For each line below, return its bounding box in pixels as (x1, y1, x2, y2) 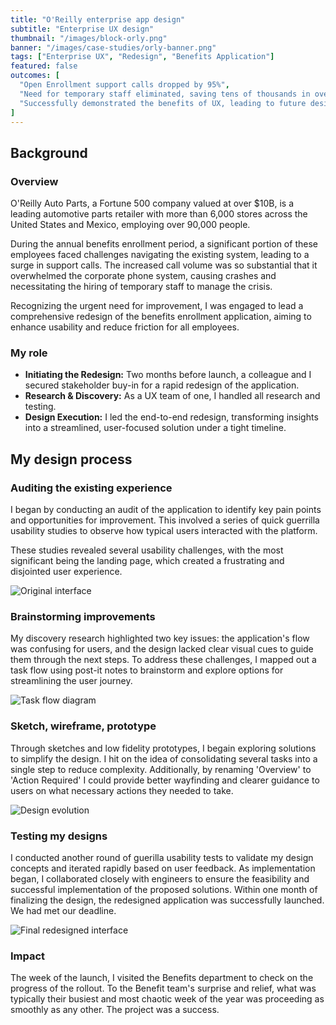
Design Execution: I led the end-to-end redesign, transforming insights (24, 411, 319, 423)
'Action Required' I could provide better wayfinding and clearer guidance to (10, 774, 320, 786)
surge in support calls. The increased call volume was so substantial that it (10, 259, 318, 271)
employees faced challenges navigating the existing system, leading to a (10, 249, 310, 261)
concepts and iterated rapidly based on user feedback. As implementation (10, 862, 316, 874)
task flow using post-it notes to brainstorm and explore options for (10, 664, 284, 676)
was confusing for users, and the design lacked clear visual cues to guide (10, 643, 314, 655)
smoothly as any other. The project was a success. (10, 1004, 220, 1016)
